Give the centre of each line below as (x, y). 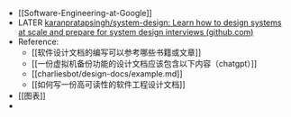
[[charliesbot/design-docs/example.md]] (107, 74)
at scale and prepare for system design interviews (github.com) (136, 32)
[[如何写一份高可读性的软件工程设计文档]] (109, 84)
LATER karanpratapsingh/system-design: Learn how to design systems (150, 22)
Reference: (38, 41)
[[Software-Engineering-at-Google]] (85, 13)
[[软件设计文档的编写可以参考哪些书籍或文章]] (116, 52)
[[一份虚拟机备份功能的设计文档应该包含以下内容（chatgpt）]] (144, 63)
